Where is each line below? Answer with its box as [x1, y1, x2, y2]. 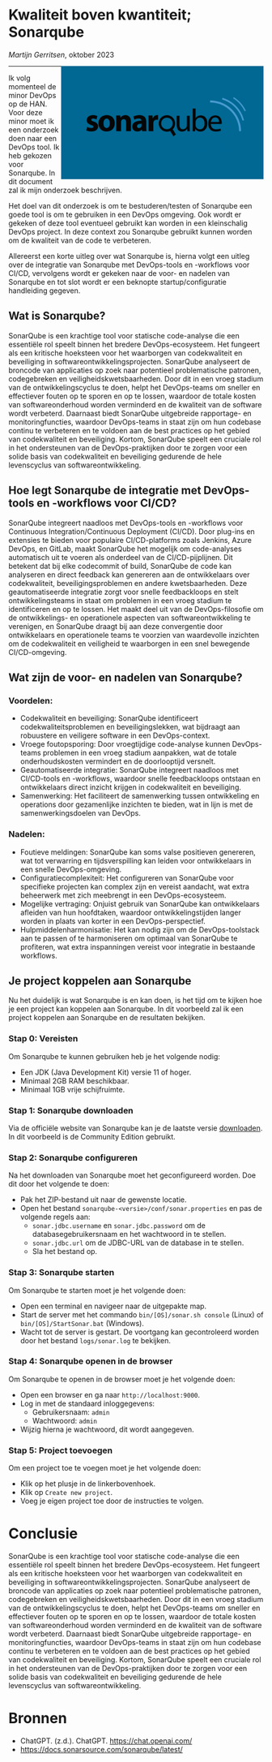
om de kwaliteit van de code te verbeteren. [8, 235, 151, 245]
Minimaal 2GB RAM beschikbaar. [19, 1075, 130, 1085]
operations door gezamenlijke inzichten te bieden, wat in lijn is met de [19, 799, 253, 809]
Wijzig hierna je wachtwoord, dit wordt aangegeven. [19, 1424, 194, 1434]
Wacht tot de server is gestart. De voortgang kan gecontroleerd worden [19, 1327, 259, 1337]
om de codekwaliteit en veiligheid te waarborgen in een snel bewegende [8, 639, 250, 648]
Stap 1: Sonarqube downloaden [8, 1105, 134, 1116]
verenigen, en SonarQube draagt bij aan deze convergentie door [8, 621, 223, 631]
